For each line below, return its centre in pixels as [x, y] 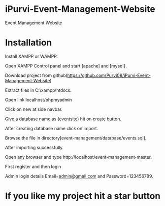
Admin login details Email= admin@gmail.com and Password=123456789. [79, 176]
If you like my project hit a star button [83, 196]
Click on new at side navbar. [34, 109]
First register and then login [33, 167]
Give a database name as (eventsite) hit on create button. [63, 119]
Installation [29, 43]
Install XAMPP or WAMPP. [32, 56]
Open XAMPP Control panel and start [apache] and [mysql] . [66, 66]
